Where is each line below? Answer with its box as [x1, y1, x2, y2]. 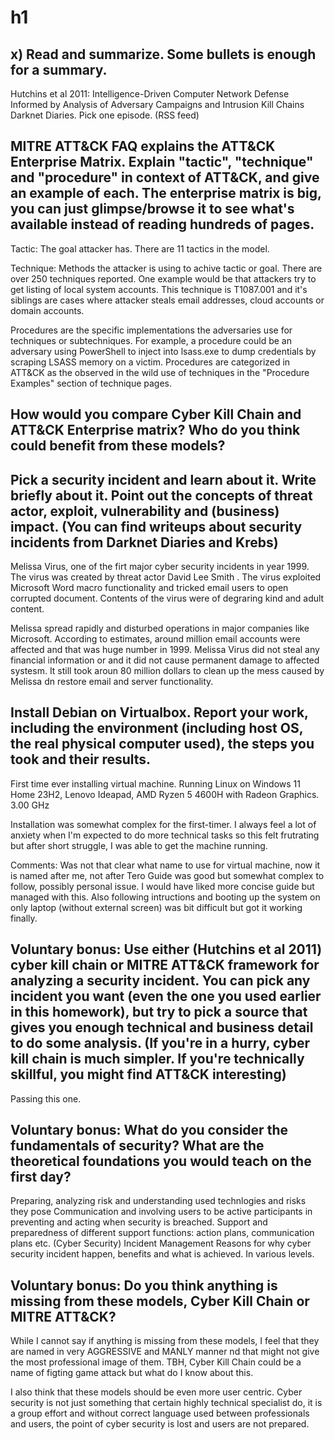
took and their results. [10, 751, 152, 768]
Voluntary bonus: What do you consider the [10, 1122, 288, 1139]
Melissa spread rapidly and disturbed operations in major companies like [10, 622, 310, 635]
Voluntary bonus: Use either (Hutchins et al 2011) [10, 941, 323, 958]
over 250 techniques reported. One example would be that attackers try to [10, 272, 317, 285]
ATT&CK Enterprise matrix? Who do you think [10, 422, 301, 439]
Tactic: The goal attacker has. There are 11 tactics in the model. [10, 242, 270, 255]
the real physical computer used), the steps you [10, 736, 315, 753]
